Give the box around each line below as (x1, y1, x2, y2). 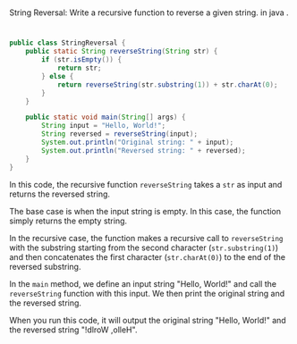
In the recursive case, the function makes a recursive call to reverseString (9, 232, 284, 243)
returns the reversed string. (9, 189, 110, 199)
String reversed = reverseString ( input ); (41, 130, 199, 138)
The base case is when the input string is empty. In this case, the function (9, 206, 282, 216)
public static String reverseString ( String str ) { (25, 47, 218, 56)
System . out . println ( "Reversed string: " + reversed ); (41, 146, 246, 155)
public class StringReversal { (9, 38, 126, 47)
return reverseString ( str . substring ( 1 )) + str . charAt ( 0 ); (56, 80, 278, 89)
